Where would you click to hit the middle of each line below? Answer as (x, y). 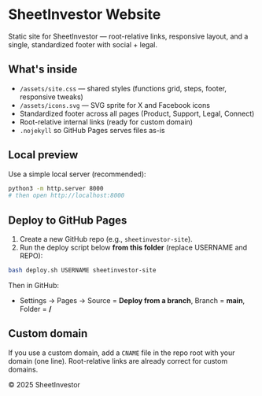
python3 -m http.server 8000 (56, 188)
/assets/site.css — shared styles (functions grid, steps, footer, (123, 88)
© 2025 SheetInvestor (44, 384)
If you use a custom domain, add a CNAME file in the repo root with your (122, 353)
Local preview (43, 155)
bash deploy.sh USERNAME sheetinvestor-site (82, 270)
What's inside (43, 70)
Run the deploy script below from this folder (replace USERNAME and (133, 248)
